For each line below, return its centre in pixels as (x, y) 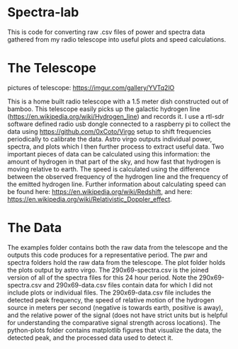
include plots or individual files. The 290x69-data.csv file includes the (109, 292)
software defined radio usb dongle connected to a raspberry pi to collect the (119, 124)
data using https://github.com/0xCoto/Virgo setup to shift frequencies (109, 131)
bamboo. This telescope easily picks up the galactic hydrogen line (104, 109)
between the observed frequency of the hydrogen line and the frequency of (118, 176)
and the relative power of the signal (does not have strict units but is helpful (118, 315)
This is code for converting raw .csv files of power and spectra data (106, 32)
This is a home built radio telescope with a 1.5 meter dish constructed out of (118, 101)
